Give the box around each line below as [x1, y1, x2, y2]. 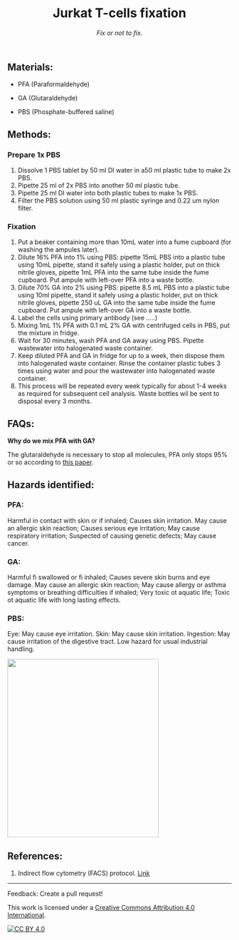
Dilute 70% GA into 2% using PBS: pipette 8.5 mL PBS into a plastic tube [17, 283, 230, 292]
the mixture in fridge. [17, 329, 80, 337]
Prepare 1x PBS [7, 150, 61, 160]
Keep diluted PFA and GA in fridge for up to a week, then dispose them [17, 352, 225, 360]
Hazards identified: [7, 479, 95, 491]
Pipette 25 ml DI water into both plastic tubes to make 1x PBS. [17, 189, 198, 198]
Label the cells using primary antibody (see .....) [17, 314, 158, 322]
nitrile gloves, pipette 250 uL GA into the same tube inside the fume [17, 298, 216, 307]
